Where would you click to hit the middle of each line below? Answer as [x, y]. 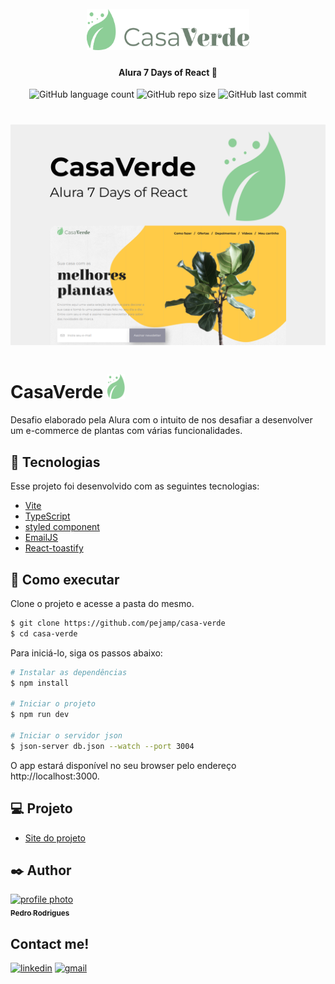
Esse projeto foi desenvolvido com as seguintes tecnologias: [135, 486]
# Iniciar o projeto [53, 704]
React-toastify [54, 548]
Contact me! [50, 943]
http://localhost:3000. [55, 776]
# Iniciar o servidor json [66, 736]
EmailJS [41, 538]
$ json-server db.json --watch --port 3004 [102, 746]
